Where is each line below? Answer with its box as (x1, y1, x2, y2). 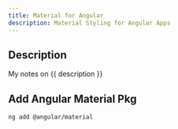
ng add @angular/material (8, 113, 93, 121)
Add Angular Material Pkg (8, 92, 137, 105)
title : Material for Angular (8, 11, 104, 20)
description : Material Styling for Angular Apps (8, 19, 171, 27)
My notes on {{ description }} (8, 69, 103, 79)
